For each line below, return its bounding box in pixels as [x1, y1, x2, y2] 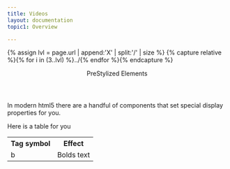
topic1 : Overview [7, 23, 58, 30]
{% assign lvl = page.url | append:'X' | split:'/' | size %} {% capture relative [7, 48, 222, 57]
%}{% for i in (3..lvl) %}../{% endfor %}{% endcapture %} [7, 56, 174, 64]
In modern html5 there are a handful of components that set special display [7, 101, 224, 110]
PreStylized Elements [86, 69, 148, 78]
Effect [63, 139, 84, 149]
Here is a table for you [7, 122, 71, 131]
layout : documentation [7, 17, 73, 24]
